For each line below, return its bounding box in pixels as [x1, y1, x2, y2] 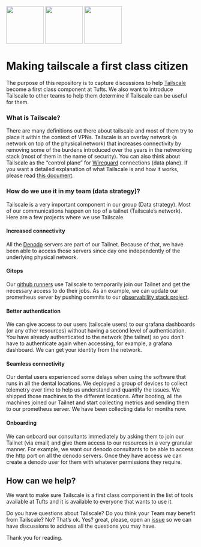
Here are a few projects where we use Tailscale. [6, 213, 125, 220]
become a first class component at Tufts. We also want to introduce [6, 86, 173, 93]
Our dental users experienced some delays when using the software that [6, 374, 186, 381]
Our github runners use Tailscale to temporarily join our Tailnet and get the [6, 280, 190, 288]
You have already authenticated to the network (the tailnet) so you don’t [6, 334, 184, 341]
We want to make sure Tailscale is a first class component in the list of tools [6, 492, 193, 499]
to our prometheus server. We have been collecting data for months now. [6, 405, 187, 413]
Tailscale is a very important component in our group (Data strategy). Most [6, 201, 191, 208]
